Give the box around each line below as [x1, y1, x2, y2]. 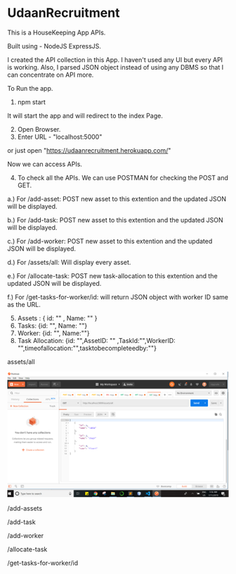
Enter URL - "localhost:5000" [17, 132, 103, 141]
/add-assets [7, 504, 43, 512]
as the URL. [7, 300, 41, 308]
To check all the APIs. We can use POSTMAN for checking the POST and [17, 173, 228, 182]
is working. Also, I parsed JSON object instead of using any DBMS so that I [7, 63, 224, 71]
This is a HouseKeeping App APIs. [7, 28, 106, 37]
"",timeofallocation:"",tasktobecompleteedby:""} [17, 344, 157, 352]
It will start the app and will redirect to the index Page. [7, 111, 163, 120]
